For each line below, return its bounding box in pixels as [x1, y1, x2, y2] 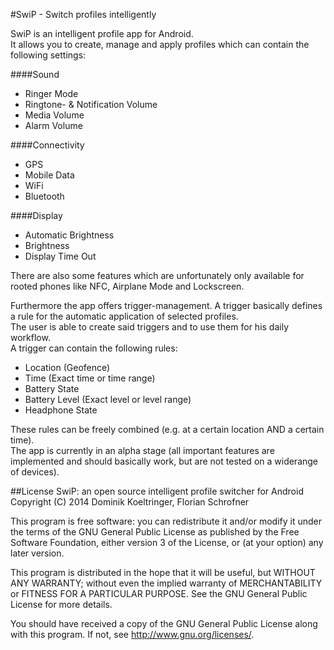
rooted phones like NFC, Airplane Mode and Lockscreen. [10, 280, 245, 292]
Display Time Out [24, 250, 97, 262]
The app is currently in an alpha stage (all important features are [10, 445, 275, 456]
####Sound [10, 69, 60, 80]
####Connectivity [10, 139, 85, 151]
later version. [10, 547, 65, 559]
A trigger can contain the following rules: [10, 342, 178, 354]
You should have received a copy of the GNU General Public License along [10, 618, 318, 629]
